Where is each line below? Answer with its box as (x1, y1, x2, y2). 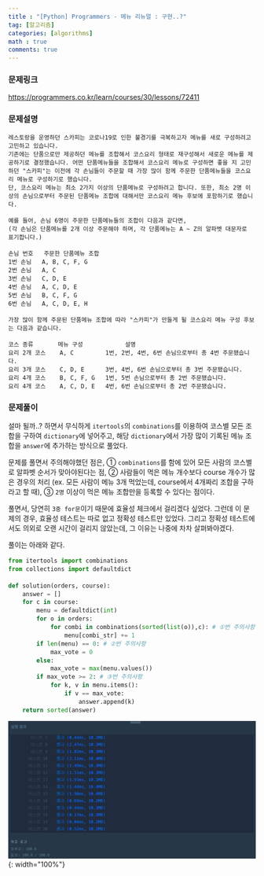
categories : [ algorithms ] (8, 29, 93, 37)
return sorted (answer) (22, 706, 97, 714)
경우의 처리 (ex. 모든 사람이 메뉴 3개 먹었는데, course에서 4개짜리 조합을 (16, 477, 240, 487)
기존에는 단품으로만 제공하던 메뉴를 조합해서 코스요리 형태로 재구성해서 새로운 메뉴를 (8, 150, 245, 158)
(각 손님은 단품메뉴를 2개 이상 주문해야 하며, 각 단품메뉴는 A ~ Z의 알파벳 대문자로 (8, 225, 247, 233)
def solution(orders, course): (8, 582, 111, 590)
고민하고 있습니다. (8, 142, 59, 149)
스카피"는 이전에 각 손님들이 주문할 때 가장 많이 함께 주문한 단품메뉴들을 (26, 167, 232, 175)
